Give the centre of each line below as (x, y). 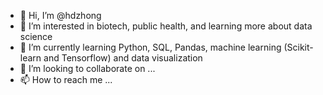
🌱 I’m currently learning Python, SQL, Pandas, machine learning (150, 47)
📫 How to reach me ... (66, 79)
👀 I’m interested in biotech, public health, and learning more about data (166, 26)
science (36, 36)
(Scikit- (298, 47)
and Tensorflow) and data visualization (123, 58)
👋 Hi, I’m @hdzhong (60, 15)
